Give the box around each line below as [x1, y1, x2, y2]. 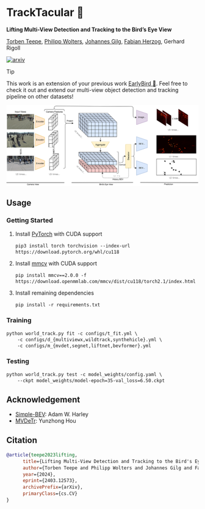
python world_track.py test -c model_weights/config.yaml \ [6, 372, 163, 378]
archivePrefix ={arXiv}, [22, 484, 84, 491]
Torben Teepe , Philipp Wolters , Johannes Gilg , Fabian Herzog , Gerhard [6, 37, 185, 45]
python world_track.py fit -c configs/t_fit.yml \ [6, 331, 138, 337]
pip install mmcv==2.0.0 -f [15, 272, 87, 278]
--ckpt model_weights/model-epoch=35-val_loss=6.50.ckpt [17, 378, 165, 384]
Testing [6, 356, 29, 365]
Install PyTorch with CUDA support [15, 230, 103, 238]
